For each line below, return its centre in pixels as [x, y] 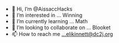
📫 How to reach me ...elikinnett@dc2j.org [62, 34]
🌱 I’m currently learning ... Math [50, 21]
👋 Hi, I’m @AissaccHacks [42, 9]
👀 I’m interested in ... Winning [47, 15]
